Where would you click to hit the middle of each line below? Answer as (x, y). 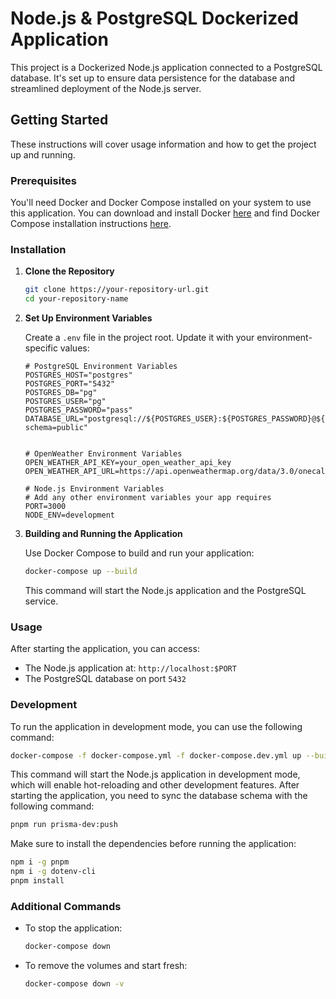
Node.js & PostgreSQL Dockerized (155, 18)
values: (74, 348)
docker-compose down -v (74, 984)
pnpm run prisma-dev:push (64, 825)
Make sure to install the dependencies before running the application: (153, 844)
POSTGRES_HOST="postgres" (78, 375)
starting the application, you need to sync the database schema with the (159, 796)
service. (41, 601)
